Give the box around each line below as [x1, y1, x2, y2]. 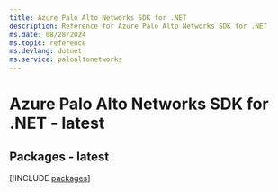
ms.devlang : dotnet [9, 47, 83, 56]
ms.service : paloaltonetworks [9, 55, 123, 64]
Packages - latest [9, 149, 110, 164]
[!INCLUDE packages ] [9, 173, 91, 183]
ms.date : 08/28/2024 [9, 30, 87, 39]
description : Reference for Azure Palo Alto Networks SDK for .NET [9, 22, 268, 31]
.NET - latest [9, 114, 105, 133]
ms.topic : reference [9, 38, 87, 48]
